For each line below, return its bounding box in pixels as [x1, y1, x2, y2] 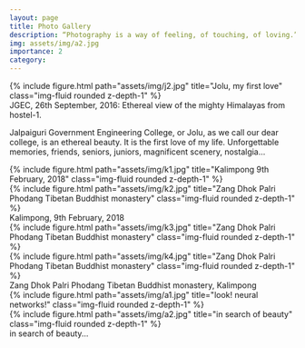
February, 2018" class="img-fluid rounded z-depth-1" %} [9, 174, 223, 184]
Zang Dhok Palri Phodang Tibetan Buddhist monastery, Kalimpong [9, 280, 257, 291]
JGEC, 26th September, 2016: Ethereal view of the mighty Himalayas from [9, 100, 286, 110]
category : [9, 55, 47, 65]
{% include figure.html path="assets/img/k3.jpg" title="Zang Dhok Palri [9, 222, 276, 233]
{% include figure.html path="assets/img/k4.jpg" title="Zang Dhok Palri [9, 251, 276, 262]
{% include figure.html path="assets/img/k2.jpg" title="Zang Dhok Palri [9, 184, 276, 194]
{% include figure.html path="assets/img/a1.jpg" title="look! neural [9, 290, 259, 300]
